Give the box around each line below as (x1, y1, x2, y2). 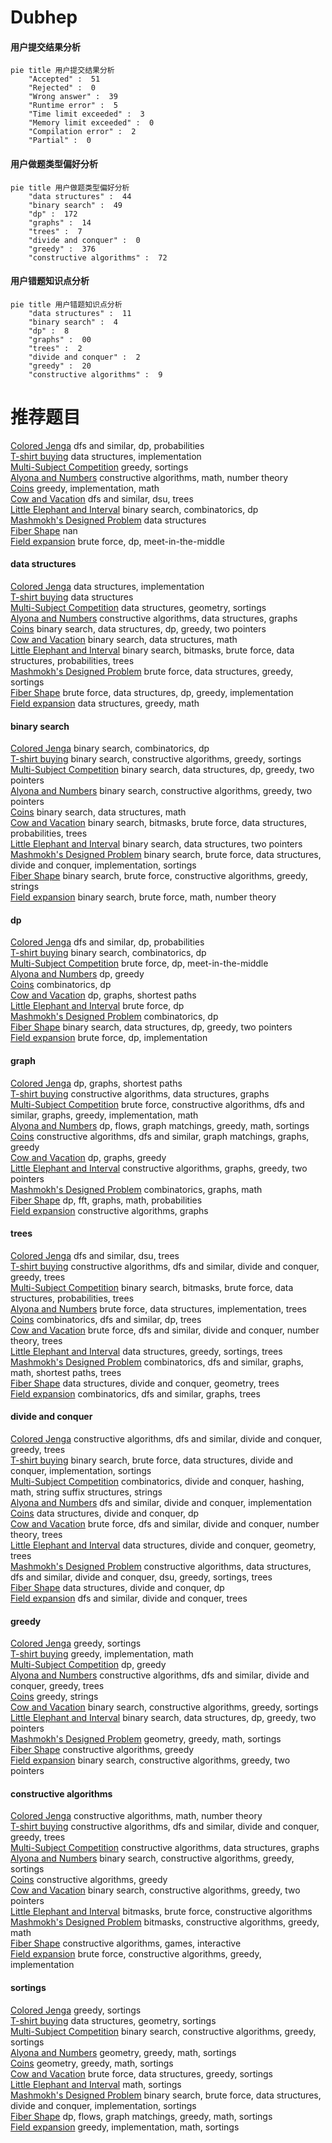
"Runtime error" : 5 (28, 101, 118, 111)
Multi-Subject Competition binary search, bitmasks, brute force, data (10, 1281, 294, 1293)
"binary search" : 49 (28, 200, 123, 210)
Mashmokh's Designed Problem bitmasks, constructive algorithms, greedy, (10, 1916, 320, 1928)
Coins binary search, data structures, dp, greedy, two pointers (10, 622, 267, 635)
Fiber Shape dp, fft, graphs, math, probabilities (10, 1194, 203, 1206)
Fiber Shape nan (10, 524, 78, 536)
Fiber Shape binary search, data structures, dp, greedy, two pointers (10, 1021, 293, 1033)
